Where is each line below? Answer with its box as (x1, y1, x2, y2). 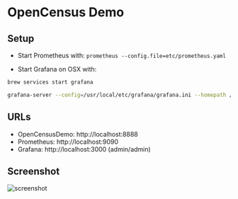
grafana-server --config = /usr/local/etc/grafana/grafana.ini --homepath (7, 91, 227, 98)
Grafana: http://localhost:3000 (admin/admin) (17, 144, 151, 153)
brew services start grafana (7, 79, 93, 86)
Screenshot (7, 165, 60, 177)
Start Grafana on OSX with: (17, 65, 97, 73)
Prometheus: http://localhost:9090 (17, 137, 119, 146)
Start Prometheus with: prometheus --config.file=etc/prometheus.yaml (17, 51, 227, 59)
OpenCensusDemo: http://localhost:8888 (17, 130, 138, 138)
